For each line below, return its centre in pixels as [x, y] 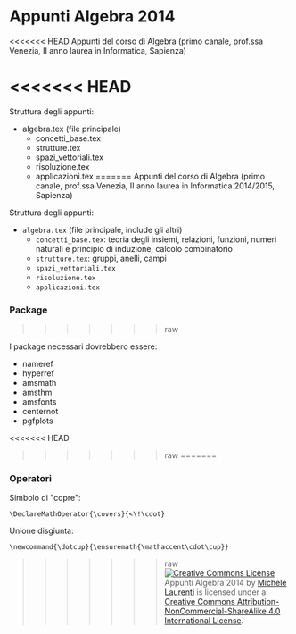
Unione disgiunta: [41, 531]
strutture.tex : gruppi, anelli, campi [101, 258]
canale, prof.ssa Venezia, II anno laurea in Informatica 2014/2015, [155, 186]
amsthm [37, 392]
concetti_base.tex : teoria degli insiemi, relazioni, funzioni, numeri [156, 239]
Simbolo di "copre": [45, 498]
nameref [37, 364]
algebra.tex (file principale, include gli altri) [102, 229]
